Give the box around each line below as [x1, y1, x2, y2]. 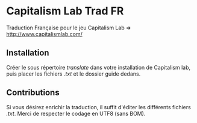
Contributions [6, 88, 60, 98]
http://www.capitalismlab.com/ [6, 30, 83, 37]
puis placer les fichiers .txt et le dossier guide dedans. [6, 70, 141, 77]
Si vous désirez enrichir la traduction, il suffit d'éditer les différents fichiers [6, 103, 191, 110]
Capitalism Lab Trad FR [6, 4, 124, 18]
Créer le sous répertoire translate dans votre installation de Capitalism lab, [6, 64, 191, 71]
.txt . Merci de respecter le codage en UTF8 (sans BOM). [6, 110, 146, 117]
